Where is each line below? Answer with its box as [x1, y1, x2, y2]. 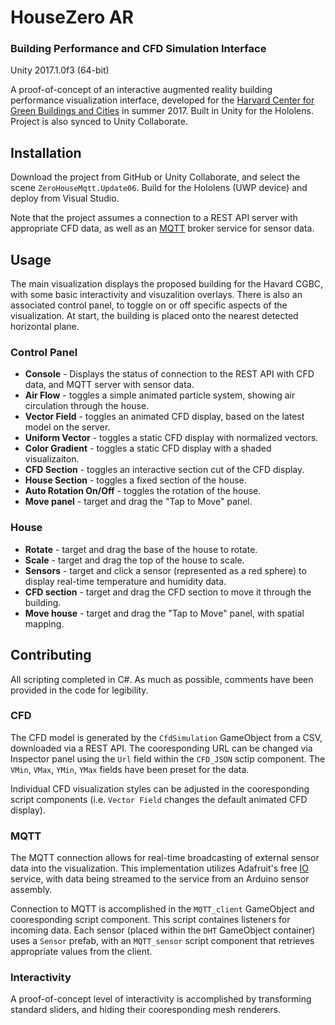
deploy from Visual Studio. [10, 192, 120, 205]
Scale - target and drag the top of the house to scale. [24, 554, 245, 566]
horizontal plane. [10, 321, 80, 333]
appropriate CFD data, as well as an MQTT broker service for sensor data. [10, 222, 315, 235]
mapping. [24, 617, 65, 630]
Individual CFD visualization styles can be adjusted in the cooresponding [10, 782, 310, 795]
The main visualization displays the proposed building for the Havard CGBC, [10, 278, 324, 290]
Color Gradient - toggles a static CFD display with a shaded [24, 442, 272, 455]
